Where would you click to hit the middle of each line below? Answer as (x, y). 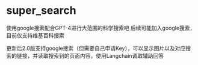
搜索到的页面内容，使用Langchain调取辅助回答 (106, 55)
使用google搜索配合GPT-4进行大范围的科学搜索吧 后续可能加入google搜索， (101, 28)
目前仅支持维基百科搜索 (35, 35)
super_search (41, 11)
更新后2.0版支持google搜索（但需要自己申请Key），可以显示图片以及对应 (96, 48)
